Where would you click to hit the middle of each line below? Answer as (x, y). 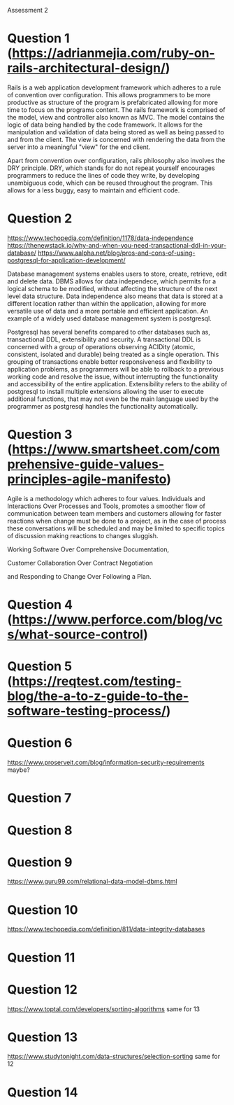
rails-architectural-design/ (87, 68)
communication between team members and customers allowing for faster (115, 513)
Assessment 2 (28, 10)
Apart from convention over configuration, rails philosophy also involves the (116, 160)
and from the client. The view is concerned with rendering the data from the (116, 139)
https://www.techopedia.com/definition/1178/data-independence (100, 238)
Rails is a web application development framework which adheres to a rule (114, 87)
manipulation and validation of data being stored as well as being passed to (116, 132)
